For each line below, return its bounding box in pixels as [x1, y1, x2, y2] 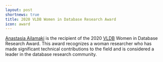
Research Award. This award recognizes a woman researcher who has [5, 41, 152, 47]
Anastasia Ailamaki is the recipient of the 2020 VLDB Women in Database [5, 35, 158, 41]
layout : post [5, 7, 33, 13]
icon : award [5, 21, 30, 27]
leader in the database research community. [5, 51, 97, 57]
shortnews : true [5, 12, 39, 17]
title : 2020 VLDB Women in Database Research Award [5, 17, 116, 22]
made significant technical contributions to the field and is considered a [5, 46, 154, 52]
